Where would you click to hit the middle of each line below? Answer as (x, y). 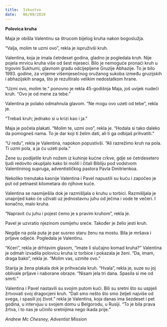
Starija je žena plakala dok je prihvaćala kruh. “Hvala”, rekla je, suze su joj (81, 268)
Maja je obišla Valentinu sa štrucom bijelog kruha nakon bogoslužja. (75, 38)
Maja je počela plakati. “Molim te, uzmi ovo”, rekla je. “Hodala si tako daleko (83, 128)
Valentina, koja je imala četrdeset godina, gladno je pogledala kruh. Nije (79, 57)
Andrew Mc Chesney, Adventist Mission (46, 319)
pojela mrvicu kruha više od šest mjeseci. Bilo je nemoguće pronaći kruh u (82, 63)
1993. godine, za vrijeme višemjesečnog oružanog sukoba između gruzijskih (83, 73)
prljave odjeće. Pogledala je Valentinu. (44, 238)
